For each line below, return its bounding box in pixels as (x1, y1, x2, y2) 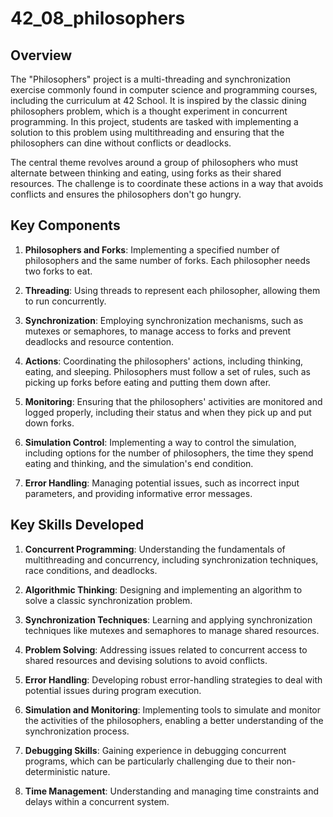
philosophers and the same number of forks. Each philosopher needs (24, 254, 311, 266)
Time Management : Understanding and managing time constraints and (24, 785, 320, 797)
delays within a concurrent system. (24, 795, 170, 807)
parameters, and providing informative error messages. (24, 487, 253, 499)
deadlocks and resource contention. (24, 335, 175, 347)
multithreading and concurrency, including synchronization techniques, (24, 553, 319, 566)
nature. (81, 765, 111, 777)
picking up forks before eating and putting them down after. (24, 376, 272, 388)
